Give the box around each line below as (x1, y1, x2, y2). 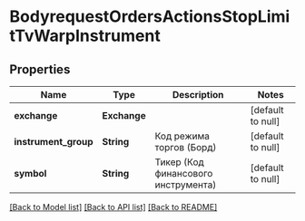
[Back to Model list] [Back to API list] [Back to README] (9, 202, 218, 212)
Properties (9, 62, 71, 77)
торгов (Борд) (154, 141, 217, 153)
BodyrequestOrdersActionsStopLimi (9, 6, 290, 27)
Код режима (154, 130, 211, 142)
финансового (154, 168, 213, 179)
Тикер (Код (154, 156, 204, 168)
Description (172, 89, 224, 101)
